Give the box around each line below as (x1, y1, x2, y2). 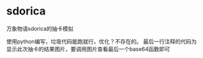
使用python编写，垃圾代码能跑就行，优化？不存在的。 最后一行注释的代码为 (6, 37, 197, 45)
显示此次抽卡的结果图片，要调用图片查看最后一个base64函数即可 (6, 45, 170, 53)
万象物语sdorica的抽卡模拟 (6, 25, 74, 32)
